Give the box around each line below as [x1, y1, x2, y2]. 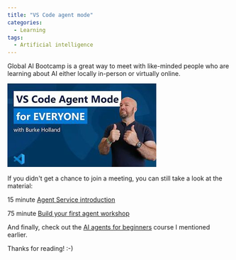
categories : [7, 18, 43, 26]
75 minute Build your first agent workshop [7, 210, 130, 218]
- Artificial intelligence [13, 41, 94, 49]
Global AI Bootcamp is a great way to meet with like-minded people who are [7, 62, 230, 70]
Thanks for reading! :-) [7, 244, 74, 253]
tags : [7, 34, 23, 41]
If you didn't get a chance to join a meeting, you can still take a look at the [7, 174, 223, 183]
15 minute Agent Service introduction [7, 195, 116, 204]
